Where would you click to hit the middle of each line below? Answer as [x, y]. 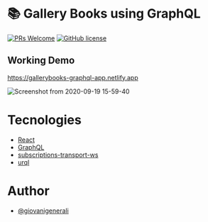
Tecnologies [44, 120]
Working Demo [41, 61]
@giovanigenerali [43, 211]
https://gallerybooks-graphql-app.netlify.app [73, 77]
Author [28, 190]
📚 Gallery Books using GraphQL [104, 14]
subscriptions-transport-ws [58, 155]
